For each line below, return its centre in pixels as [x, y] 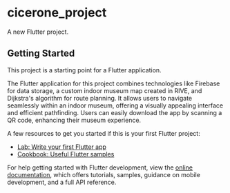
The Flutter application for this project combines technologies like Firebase [114, 83]
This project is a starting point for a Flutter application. [84, 70]
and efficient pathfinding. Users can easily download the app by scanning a [115, 112]
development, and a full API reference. [62, 182]
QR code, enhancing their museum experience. [74, 120]
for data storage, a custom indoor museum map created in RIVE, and [105, 90]
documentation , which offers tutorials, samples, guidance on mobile [104, 174]
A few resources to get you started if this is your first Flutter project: [104, 133]
